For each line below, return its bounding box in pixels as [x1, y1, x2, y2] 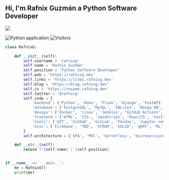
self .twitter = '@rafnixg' [23, 91, 80, 96]
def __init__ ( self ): [14, 53, 57, 58]
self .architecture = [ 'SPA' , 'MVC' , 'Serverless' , [23, 133, 132, 138]
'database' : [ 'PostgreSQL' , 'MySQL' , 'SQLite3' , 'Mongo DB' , [32, 105, 163, 110]
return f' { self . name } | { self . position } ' [23, 147, 112, 152]
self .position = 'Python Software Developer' [23, 68, 121, 73]
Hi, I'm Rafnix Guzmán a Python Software [5, 4, 137, 13]
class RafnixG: [5, 44, 37, 49]
